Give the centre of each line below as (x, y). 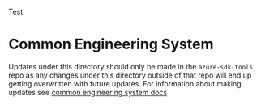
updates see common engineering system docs (88, 92)
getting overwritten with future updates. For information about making (125, 83)
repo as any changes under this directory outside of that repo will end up (130, 75)
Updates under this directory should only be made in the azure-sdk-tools (131, 66)
